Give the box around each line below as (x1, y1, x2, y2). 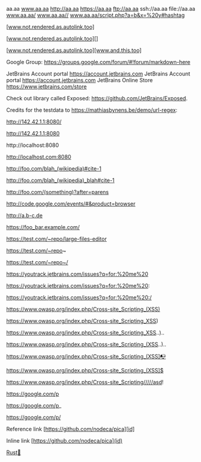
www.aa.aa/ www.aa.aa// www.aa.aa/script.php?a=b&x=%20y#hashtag (6, 11, 185, 19)
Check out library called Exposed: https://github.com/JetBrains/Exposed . (6, 95, 188, 102)
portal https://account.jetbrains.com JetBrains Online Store (6, 77, 153, 83)
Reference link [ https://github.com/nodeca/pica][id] (6, 426, 135, 432)
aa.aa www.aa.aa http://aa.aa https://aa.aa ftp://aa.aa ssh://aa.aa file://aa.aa (6, 5, 196, 12)
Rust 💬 (6, 449, 21, 456)
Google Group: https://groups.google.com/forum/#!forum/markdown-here (6, 59, 191, 65)
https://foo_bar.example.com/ (6, 224, 80, 230)
